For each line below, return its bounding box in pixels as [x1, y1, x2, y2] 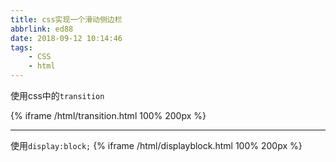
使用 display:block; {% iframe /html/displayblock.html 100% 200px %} [10, 140, 303, 151]
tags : [10, 42, 33, 53]
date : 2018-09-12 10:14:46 [10, 33, 123, 43]
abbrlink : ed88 [10, 24, 74, 34]
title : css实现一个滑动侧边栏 [10, 14, 123, 25]
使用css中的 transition [10, 90, 105, 101]
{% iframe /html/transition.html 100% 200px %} [10, 110, 207, 121]
